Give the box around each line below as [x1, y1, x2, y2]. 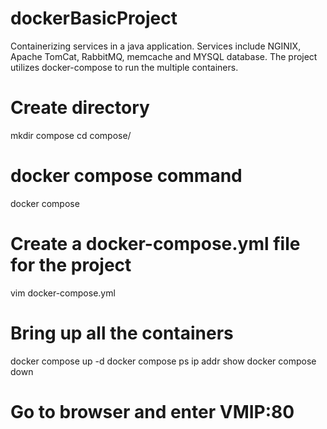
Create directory [10, 97, 150, 119]
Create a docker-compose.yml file [10, 233, 301, 255]
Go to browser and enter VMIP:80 [10, 400, 295, 423]
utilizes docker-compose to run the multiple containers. [10, 61, 239, 73]
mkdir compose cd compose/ [10, 129, 132, 141]
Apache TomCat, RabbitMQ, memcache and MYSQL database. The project [10, 50, 318, 62]
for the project [10, 254, 132, 276]
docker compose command [10, 165, 243, 187]
